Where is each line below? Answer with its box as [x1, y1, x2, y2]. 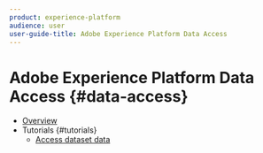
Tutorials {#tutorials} [21, 125, 97, 135]
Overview [21, 116, 58, 126]
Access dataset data [35, 134, 111, 145]
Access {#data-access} [9, 86, 189, 106]
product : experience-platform [9, 12, 121, 22]
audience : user [9, 21, 66, 30]
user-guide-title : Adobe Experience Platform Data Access [9, 29, 228, 38]
